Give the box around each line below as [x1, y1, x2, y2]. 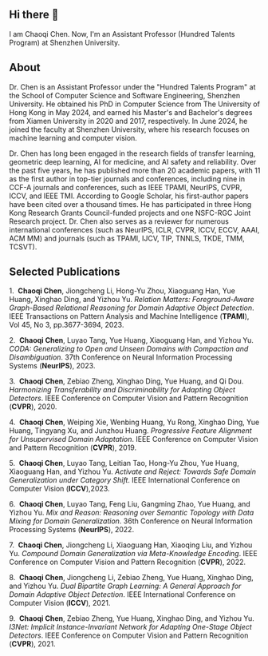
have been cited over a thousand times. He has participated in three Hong [9, 199, 252, 209]
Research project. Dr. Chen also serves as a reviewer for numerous [9, 217, 230, 226]
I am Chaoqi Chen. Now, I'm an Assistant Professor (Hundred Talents [9, 29, 235, 38]
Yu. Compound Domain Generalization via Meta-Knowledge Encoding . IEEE [9, 549, 258, 559]
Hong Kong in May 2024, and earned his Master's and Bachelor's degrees [9, 107, 253, 117]
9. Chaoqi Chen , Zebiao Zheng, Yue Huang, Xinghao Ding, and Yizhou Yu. [9, 614, 254, 623]
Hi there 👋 [9, 8, 59, 22]
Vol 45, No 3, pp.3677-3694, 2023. [9, 320, 124, 330]
